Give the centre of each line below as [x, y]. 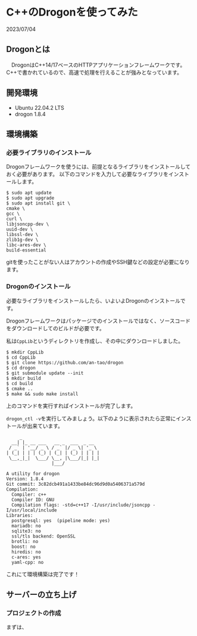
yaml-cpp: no [28, 562]
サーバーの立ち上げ [41, 595]
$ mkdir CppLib [25, 352]
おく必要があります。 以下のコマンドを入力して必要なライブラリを [87, 174]
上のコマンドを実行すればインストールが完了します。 [71, 405]
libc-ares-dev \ [26, 245]
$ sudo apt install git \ [38, 203]
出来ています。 [45, 426]
